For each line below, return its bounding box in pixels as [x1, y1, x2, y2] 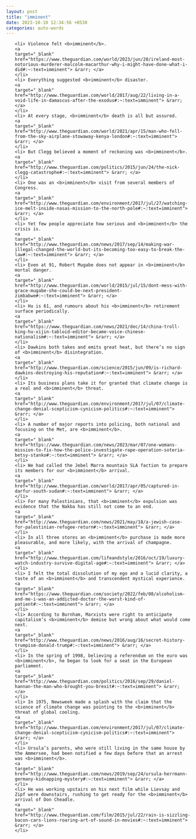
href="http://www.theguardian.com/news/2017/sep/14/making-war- [14, 241, 175, 247]
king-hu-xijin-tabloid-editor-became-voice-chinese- [14, 329, 146, 335]
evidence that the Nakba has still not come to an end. [14, 504, 154, 510]
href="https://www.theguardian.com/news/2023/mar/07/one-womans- [14, 442, 177, 448]
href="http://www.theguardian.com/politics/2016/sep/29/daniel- [14, 679, 175, 684]
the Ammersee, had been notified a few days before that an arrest [14, 750, 183, 757]
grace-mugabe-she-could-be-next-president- [14, 288, 123, 294]
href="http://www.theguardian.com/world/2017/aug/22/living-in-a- [14, 92, 180, 99]
